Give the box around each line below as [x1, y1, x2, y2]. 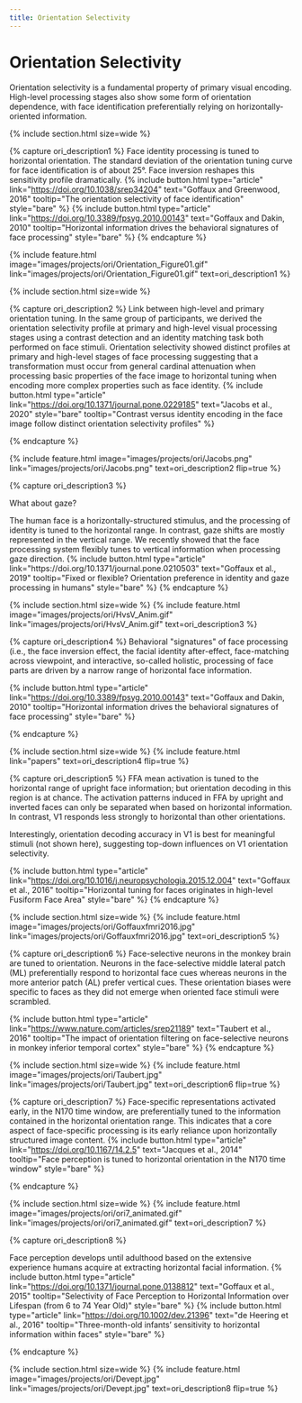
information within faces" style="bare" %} [9, 1328, 165, 1339]
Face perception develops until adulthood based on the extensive [9, 1252, 252, 1262]
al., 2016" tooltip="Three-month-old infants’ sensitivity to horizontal [9, 1319, 261, 1330]
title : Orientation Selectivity [9, 13, 130, 23]
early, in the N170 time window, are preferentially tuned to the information [9, 1106, 281, 1116]
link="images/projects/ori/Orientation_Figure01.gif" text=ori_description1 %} [9, 268, 291, 279]
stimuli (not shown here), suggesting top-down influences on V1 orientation [9, 838, 289, 849]
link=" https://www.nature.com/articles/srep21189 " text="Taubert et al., [9, 1023, 271, 1034]
